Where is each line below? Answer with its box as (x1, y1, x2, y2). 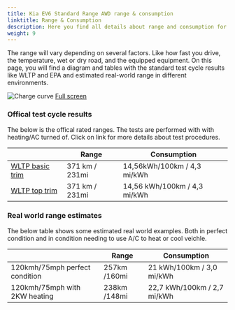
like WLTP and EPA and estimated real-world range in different (7, 71, 187, 80)
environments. (7, 78, 49, 87)
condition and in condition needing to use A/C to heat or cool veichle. (7, 234, 208, 242)
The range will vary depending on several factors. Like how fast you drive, (7, 49, 221, 57)
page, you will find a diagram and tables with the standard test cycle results (7, 64, 225, 72)
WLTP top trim (10, 186, 58, 195)
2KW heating (10, 291, 54, 301)
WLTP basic (10, 161, 50, 171)
